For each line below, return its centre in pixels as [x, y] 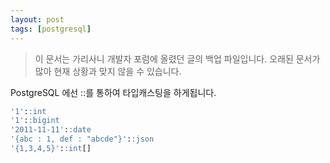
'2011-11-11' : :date [51, 130]
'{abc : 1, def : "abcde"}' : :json [82, 139]
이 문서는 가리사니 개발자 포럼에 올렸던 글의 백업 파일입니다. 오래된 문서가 [177, 58]
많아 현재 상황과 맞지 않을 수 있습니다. [108, 71]
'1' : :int [28, 111]
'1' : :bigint [35, 121]
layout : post [37, 19]
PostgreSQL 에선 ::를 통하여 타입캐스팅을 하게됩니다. [113, 92]
